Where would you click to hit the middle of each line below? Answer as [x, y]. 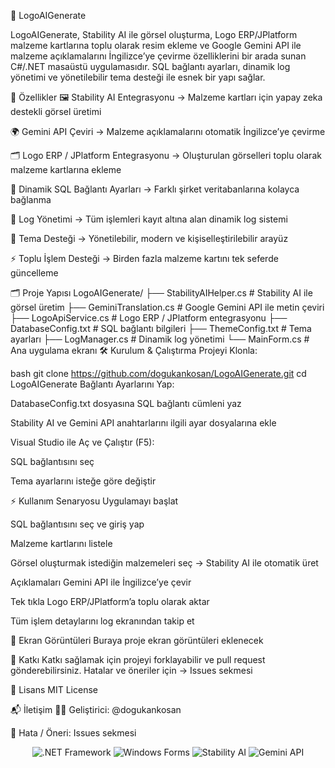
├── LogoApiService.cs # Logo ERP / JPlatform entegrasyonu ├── [149, 318]
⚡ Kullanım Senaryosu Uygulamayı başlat [94, 501]
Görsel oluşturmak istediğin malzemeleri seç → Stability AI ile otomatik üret [164, 563]
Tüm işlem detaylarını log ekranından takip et [102, 621]
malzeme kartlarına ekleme [66, 169]
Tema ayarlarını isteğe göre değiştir [83, 481]
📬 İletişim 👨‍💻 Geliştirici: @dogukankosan [96, 709]
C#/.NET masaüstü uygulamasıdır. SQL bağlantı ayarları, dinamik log [150, 66]
